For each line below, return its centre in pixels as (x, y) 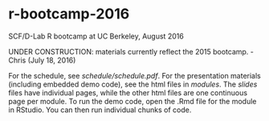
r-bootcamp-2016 (69, 14)
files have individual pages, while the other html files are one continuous (128, 92)
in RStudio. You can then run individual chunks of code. (100, 110)
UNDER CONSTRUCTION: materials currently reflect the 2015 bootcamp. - (131, 51)
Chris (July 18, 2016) (42, 60)
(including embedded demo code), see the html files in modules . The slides (133, 84)
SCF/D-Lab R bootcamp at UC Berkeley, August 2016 (96, 36)
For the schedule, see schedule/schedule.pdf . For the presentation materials (134, 75)
